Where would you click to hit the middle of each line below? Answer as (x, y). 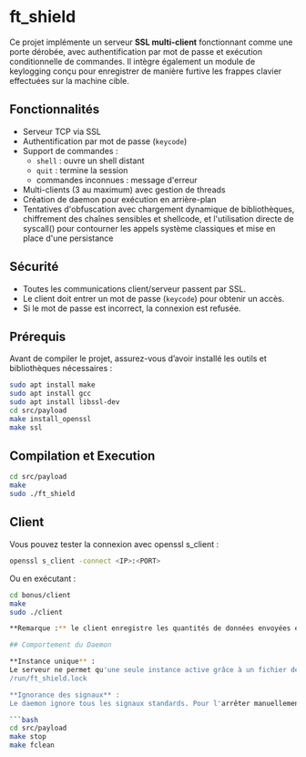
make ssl (26, 427)
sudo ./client (36, 612)
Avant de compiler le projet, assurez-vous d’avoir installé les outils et (138, 358)
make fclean (32, 745)
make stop (28, 737)
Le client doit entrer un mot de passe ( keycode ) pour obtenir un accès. (153, 298)
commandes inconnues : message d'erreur (117, 180)
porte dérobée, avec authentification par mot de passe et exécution (136, 51)
